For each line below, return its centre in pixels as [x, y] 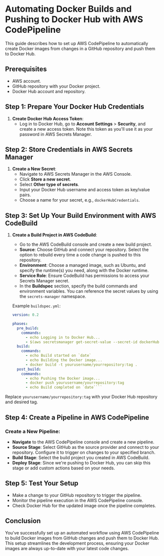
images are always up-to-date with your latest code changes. [67, 548]
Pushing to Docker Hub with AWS [74, 19]
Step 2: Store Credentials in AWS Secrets [69, 150]
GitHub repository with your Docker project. [56, 86]
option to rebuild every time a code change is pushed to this [80, 255]
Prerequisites [26, 69]
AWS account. [26, 81]
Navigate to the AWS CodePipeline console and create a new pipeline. [83, 442]
